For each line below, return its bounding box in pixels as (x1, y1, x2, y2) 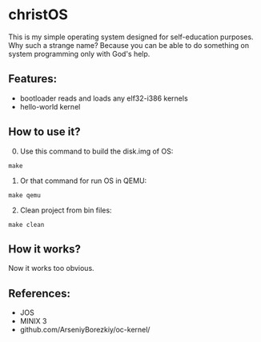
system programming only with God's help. (8, 49, 151, 58)
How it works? (8, 242, 82, 256)
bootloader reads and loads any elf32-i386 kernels (19, 93, 188, 103)
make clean (8, 221, 45, 229)
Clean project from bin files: (19, 205, 112, 215)
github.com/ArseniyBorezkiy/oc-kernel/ (19, 325, 151, 335)
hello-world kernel (19, 101, 81, 111)
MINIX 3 (19, 316, 47, 326)
